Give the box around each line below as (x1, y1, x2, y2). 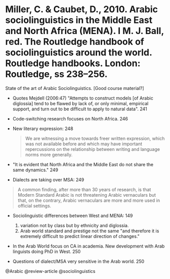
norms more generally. (25, 151, 73, 158)
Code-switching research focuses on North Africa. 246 (12, 115, 128, 121)
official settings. (17, 202, 52, 209)
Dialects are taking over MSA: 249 (12, 176, 85, 182)
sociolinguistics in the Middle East (5, 14, 153, 26)
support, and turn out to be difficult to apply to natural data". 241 (12, 106, 147, 112)
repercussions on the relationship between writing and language (25, 146, 160, 152)
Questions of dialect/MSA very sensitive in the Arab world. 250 (12, 258, 145, 264)
